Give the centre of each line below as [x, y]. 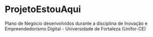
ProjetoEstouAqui [43, 9]
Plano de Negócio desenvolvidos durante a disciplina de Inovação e [76, 23]
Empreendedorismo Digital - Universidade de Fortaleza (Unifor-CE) [75, 28]
